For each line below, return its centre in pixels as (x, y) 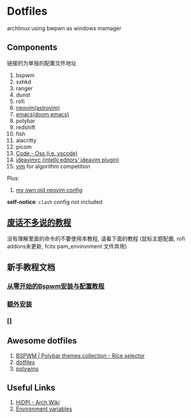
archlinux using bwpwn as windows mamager (64, 28)
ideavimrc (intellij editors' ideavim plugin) (67, 160)
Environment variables (44, 409)
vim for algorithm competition (53, 166)
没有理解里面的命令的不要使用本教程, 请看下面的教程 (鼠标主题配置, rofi (96, 238)
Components (32, 47)
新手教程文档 (31, 267)
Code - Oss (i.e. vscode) (47, 153)
